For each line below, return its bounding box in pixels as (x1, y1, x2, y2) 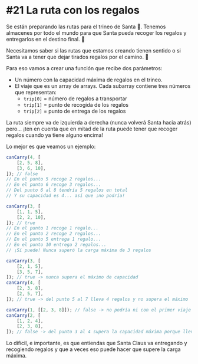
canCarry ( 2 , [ (6, 312, 41, 319)
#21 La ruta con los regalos (6, 4, 140, 17)
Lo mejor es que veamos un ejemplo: (6, 143, 96, 150)
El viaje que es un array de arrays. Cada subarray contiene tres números (14, 82, 191, 89)
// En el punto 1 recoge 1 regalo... (6, 225, 99, 231)
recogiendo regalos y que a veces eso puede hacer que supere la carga (6, 346, 181, 353)
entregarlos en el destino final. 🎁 (6, 35, 85, 42)
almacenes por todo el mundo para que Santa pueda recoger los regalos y (6, 29, 187, 36)
